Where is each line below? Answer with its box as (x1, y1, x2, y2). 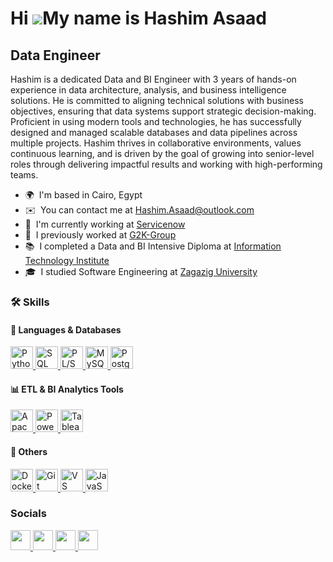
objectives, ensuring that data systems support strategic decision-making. (10, 105, 317, 117)
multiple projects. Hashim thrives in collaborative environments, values (10, 137, 302, 149)
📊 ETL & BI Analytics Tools (10, 383, 124, 395)
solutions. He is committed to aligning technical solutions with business (10, 95, 304, 106)
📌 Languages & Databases (10, 323, 122, 336)
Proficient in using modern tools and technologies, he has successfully (10, 116, 302, 127)
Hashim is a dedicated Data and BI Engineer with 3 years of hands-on (10, 73, 297, 85)
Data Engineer (10, 47, 101, 64)
